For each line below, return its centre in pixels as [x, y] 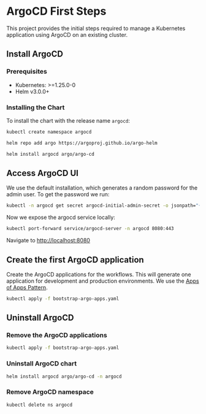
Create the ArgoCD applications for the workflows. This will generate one [99, 274]
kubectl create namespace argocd [49, 132]
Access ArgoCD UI [42, 173]
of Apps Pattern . [27, 287]
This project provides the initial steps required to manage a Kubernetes [96, 28]
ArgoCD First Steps [56, 11]
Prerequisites [27, 72]
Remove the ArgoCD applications [57, 335]
